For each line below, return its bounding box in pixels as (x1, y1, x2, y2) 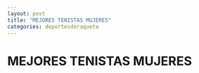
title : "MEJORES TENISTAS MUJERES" (7, 17, 112, 24)
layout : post (7, 10, 46, 17)
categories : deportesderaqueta (7, 23, 99, 30)
